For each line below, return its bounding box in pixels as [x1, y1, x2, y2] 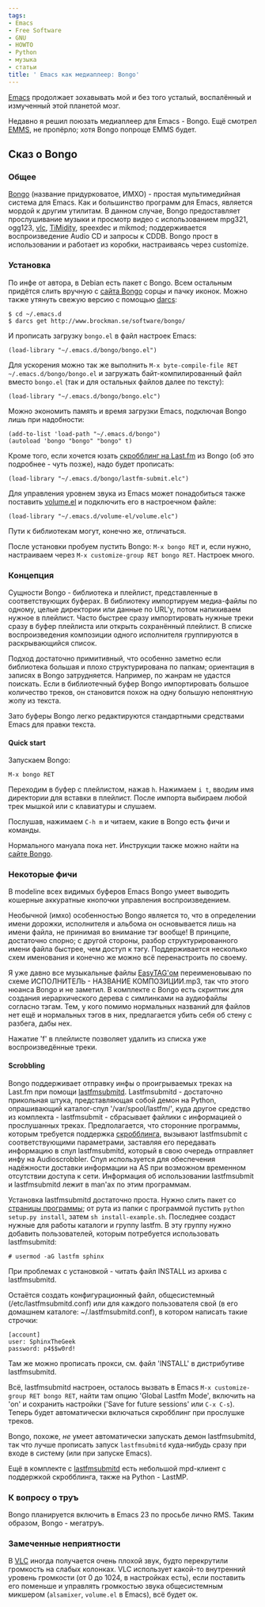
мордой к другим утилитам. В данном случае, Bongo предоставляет [8, 206, 241, 216]
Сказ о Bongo [8, 148, 78, 161]
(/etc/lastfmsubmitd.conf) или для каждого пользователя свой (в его [8, 1298, 239, 1308]
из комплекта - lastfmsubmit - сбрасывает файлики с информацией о [8, 1112, 243, 1122]
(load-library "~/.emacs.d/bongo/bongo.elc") [8, 392, 161, 401]
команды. [8, 826, 41, 835]
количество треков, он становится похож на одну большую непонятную [8, 687, 253, 696]
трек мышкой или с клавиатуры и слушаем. [8, 802, 157, 811]
